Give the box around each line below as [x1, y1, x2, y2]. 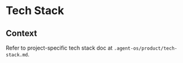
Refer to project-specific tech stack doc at [6, 44, 113, 51]
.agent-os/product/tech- [114, 45, 177, 51]
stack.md [6, 52, 28, 58]
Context [6, 28, 37, 39]
